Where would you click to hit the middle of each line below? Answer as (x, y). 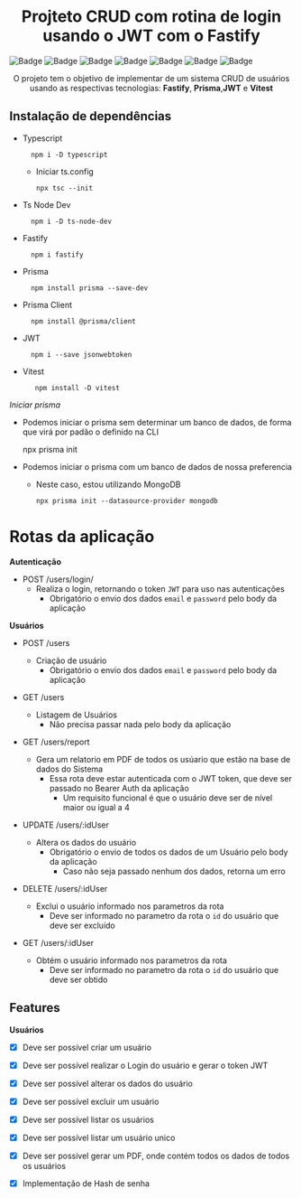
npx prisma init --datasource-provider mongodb (127, 501)
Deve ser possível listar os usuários (88, 1119)
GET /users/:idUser (58, 942)
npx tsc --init (64, 188)
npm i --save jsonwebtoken (82, 354)
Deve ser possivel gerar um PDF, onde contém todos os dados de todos (156, 1156)
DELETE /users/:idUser (65, 888)
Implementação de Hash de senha (86, 1183)
